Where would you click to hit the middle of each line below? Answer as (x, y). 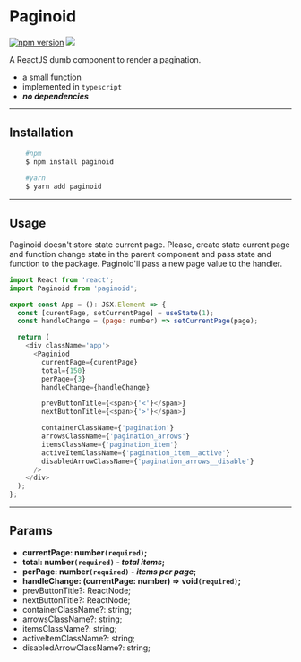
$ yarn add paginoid (64, 187)
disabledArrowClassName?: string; (86, 648)
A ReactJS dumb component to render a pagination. (105, 59)
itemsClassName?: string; (69, 628)
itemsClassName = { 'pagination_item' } (110, 444)
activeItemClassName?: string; (79, 638)
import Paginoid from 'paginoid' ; (74, 288)
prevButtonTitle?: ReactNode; (77, 590)
